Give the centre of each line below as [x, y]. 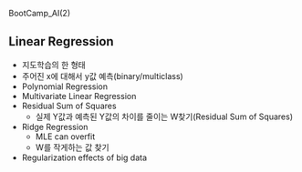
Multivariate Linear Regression [79, 96]
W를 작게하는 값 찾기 [73, 147]
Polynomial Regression [65, 86]
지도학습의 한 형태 [53, 65]
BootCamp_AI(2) [40, 13]
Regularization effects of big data [84, 157]
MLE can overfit [65, 137]
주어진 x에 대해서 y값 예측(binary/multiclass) [102, 76]
